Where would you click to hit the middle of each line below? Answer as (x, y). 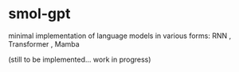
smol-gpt (39, 14)
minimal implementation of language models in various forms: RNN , (120, 36)
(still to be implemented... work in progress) (80, 59)
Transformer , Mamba (44, 44)
